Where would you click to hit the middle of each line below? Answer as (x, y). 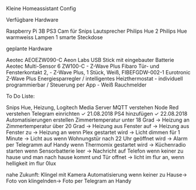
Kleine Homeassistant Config (41, 8)
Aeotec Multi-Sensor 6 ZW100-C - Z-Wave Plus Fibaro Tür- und (83, 66)
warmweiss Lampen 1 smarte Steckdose (55, 37)
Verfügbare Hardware (32, 20)
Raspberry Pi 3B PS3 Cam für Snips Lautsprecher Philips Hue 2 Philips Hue (97, 31)
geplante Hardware (29, 49)
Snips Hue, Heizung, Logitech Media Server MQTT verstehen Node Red (92, 107)
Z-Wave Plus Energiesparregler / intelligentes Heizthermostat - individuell (94, 79)
